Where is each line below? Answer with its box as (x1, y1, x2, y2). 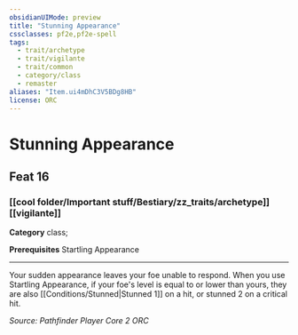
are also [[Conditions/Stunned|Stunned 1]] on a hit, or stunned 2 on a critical (9, 289, 288, 299)
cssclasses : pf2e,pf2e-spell (9, 29, 117, 38)
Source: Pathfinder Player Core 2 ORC (9, 315, 149, 326)
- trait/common (17, 63, 74, 72)
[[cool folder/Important (9, 195, 111, 208)
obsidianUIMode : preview (9, 12, 101, 22)
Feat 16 (9, 169, 50, 184)
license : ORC (9, 95, 58, 105)
